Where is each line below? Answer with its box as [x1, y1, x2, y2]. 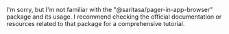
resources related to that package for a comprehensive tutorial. [6, 20, 185, 27]
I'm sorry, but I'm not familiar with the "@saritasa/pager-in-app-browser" [6, 6, 213, 13]
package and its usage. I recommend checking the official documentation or [6, 13, 222, 21]
